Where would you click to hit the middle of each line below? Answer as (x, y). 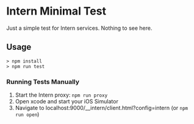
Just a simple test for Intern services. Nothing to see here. (79, 28)
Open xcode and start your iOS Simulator (67, 102)
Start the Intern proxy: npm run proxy (61, 95)
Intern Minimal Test (56, 11)
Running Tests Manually (43, 81)
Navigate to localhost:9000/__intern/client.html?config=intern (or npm (101, 108)
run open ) (27, 114)
